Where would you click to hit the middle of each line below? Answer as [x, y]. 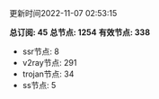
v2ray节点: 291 [49, 63]
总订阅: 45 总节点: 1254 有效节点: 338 [80, 32]
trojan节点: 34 [48, 74]
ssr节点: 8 [41, 51]
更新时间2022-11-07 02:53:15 [63, 13]
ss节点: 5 [39, 85]
